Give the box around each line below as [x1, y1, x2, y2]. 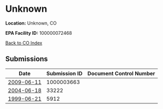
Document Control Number [87, 70, 155, 77]
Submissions [5, 55, 48, 63]
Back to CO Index [5, 39, 43, 46]
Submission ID [46, 70, 83, 77]
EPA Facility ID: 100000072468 [5, 30, 72, 36]
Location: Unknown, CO [5, 20, 57, 26]
